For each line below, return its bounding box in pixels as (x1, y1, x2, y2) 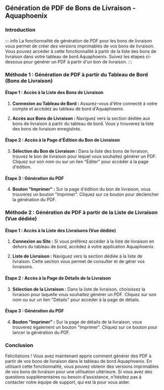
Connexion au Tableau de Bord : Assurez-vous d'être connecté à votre (12, 100, 158, 106)
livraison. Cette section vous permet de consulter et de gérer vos (12, 259, 145, 264)
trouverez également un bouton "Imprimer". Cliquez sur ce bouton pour (12, 324, 158, 330)
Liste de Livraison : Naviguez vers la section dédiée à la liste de (12, 253, 143, 259)
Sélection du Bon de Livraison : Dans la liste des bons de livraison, (12, 148, 149, 154)
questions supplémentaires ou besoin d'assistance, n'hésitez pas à (5, 374, 142, 380)
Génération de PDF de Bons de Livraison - (5, 4, 136, 12)
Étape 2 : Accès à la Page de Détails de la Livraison (5, 275, 111, 281)
